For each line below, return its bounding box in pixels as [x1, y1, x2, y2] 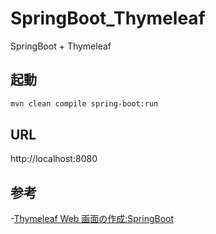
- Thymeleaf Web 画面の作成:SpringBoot [10, 213, 175, 225]
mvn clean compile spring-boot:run [10, 98, 159, 109]
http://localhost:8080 [10, 153, 98, 165]
